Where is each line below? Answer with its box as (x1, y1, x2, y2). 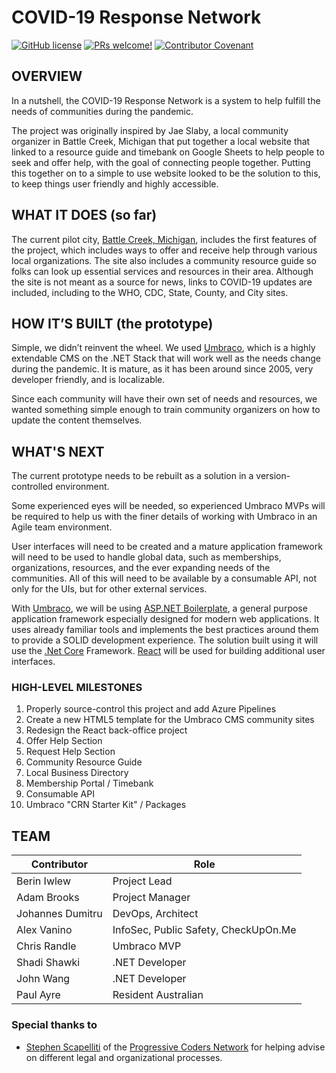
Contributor (30, 857, 89, 871)
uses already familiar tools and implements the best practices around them (11, 624, 319, 636)
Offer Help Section (25, 735, 103, 747)
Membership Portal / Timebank (25, 777, 154, 790)
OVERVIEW (11, 68, 83, 85)
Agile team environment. (11, 521, 113, 533)
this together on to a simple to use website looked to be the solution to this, (11, 167, 321, 179)
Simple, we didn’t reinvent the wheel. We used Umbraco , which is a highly (11, 342, 316, 354)
